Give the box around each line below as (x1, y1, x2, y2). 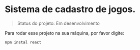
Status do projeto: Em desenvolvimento (17, 20, 100, 26)
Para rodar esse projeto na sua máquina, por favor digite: (5, 30, 124, 36)
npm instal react (5, 39, 42, 45)
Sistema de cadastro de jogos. (5, 4, 136, 15)
